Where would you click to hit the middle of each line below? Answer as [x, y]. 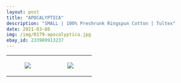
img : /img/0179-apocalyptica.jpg [49, 35]
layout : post [23, 12]
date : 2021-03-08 [28, 29]
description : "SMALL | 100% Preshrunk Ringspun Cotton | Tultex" [91, 23]
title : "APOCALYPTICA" [35, 18]
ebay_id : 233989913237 [35, 40]
